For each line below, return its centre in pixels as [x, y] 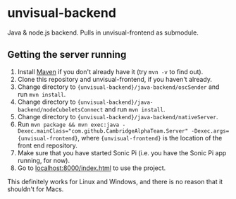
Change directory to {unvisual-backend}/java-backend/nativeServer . [118, 116]
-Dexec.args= [210, 131]
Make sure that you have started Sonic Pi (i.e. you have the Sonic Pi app [122, 152]
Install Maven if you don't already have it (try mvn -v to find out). [110, 71]
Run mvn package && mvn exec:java [68, 124]
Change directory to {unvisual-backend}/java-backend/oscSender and [118, 87]
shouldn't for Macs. [36, 189]
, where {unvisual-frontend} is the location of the [150, 138]
